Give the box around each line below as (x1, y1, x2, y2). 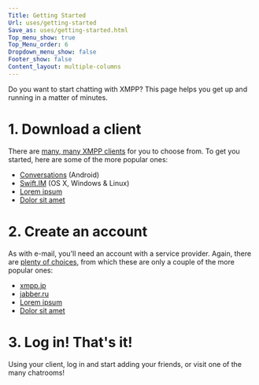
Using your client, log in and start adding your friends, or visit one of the (8, 359, 242, 368)
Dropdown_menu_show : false (8, 48, 97, 56)
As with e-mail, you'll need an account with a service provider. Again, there (8, 249, 252, 258)
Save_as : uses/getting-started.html (8, 26, 128, 34)
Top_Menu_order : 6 (8, 41, 68, 49)
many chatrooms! (8, 368, 65, 377)
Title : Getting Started (8, 11, 87, 20)
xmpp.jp (19, 280, 46, 290)
